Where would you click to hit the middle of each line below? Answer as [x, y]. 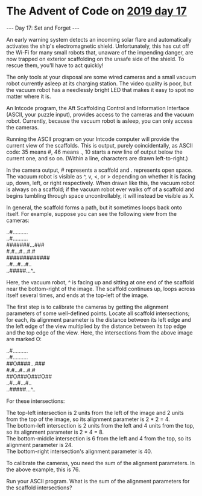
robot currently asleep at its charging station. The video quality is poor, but [99, 83]
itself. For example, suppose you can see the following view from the [92, 214]
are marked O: [24, 339]
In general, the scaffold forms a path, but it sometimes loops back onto [94, 207]
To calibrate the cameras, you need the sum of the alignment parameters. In [100, 463]
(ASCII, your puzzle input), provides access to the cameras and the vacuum [100, 114]
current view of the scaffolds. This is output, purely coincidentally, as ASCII [99, 145]
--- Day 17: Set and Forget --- [43, 28]
